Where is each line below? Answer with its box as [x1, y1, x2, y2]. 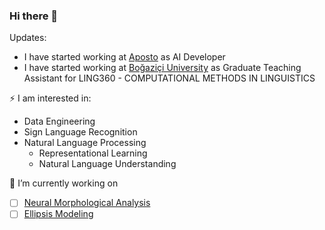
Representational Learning [38, 147, 148, 159]
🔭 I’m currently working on [9, 177, 119, 189]
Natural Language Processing [23, 137, 147, 149]
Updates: [9, 32, 47, 44]
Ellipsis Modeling [23, 208, 94, 220]
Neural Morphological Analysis [23, 197, 151, 209]
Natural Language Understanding [38, 158, 177, 170]
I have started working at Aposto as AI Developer [23, 51, 226, 63]
